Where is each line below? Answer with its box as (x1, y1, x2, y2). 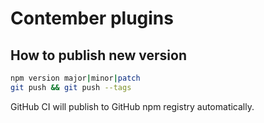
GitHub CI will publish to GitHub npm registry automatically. (10, 100, 255, 112)
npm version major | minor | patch (10, 73, 141, 83)
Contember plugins (10, 7, 174, 30)
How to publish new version (10, 47, 187, 64)
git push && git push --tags (10, 82, 132, 92)
